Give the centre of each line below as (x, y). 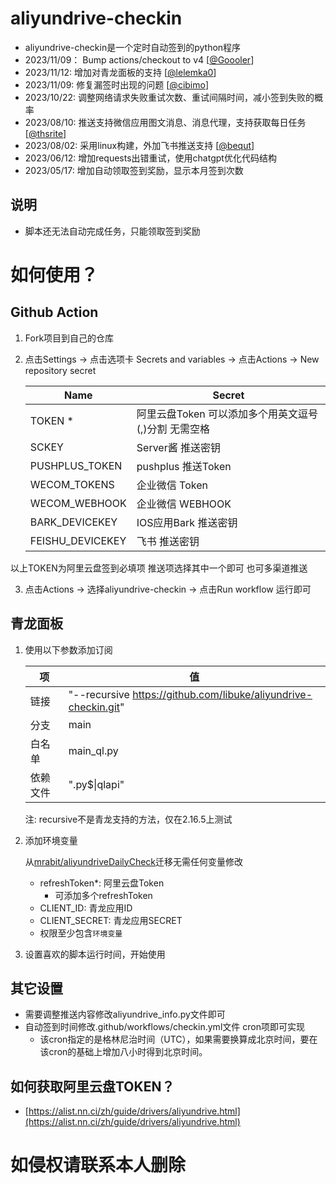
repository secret (60, 370)
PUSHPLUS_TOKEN (76, 465)
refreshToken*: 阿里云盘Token (102, 883)
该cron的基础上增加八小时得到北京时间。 (123, 1052)
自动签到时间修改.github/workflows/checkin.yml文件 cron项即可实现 (164, 1027)
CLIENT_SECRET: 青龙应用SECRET (111, 920)
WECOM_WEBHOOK (78, 503)
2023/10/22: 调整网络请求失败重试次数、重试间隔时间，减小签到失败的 (169, 97)
